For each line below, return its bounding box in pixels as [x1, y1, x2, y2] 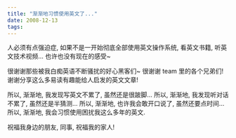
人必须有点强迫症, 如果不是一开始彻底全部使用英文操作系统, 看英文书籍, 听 [7, 43, 221, 52]
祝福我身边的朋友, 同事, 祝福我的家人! [7, 123, 114, 132]
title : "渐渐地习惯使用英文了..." [7, 10, 98, 18]
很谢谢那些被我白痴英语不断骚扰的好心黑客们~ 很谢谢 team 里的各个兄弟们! [7, 67, 223, 76]
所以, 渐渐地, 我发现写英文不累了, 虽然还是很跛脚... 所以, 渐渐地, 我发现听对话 [7, 90, 229, 99]
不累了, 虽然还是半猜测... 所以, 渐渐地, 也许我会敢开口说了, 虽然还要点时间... [7, 99, 225, 108]
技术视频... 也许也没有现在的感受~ [13, 52, 111, 60]
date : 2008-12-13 [7, 17, 58, 24]
